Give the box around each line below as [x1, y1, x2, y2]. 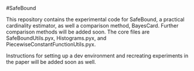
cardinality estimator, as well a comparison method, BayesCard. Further [6, 22, 179, 29]
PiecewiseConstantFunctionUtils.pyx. [6, 41, 96, 48]
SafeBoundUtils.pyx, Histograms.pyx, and [6, 35, 107, 42]
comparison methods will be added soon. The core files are [6, 28, 150, 35]
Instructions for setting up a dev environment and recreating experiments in [6, 52, 189, 59]
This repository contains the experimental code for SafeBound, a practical [6, 16, 185, 23]
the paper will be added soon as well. [6, 59, 97, 65]
